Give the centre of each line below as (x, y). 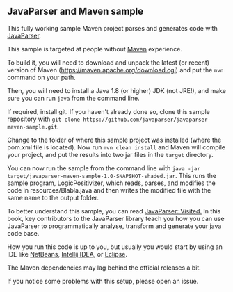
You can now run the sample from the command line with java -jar (104, 168)
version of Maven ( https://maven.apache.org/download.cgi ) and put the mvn (115, 70)
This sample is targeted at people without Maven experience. (95, 49)
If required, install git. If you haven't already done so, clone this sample (109, 111)
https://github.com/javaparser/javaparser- (147, 120)
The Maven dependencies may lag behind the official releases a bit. (104, 268)
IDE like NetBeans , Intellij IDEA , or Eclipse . (67, 254)
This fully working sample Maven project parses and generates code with (112, 28)
